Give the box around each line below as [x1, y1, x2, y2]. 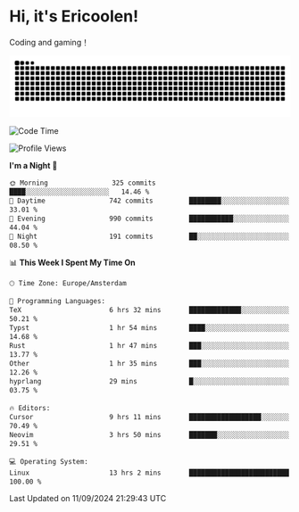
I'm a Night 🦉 [9, 160, 58, 170]
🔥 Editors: [9, 403, 51, 412]
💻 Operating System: [9, 457, 89, 466]
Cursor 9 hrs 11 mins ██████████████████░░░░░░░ [9, 412, 290, 421]
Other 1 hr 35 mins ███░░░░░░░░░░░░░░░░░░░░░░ [9, 359, 290, 367]
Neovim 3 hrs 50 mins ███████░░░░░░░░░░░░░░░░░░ [9, 430, 290, 439]
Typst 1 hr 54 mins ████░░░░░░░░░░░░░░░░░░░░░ [9, 323, 290, 332]
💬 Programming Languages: [9, 296, 105, 305]
